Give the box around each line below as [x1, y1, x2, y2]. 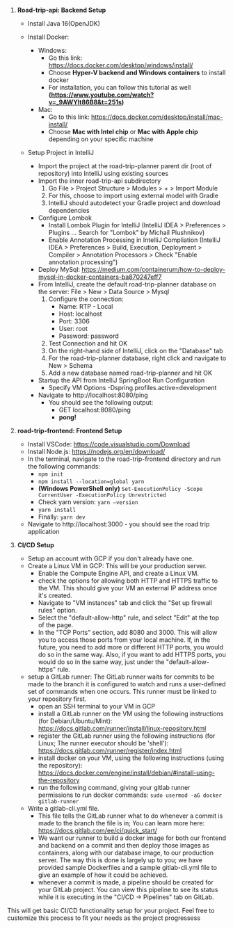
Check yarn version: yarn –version [38, 498, 138, 506]
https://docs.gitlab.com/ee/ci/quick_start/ [38, 827, 158, 834]
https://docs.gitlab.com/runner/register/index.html [38, 747, 182, 754]
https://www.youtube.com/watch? [51, 90, 154, 99]
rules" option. [38, 606, 77, 614]
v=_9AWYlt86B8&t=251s [48, 98, 122, 106]
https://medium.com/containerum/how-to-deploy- [81, 266, 226, 273]
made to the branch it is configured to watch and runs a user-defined [27, 680, 226, 688]
